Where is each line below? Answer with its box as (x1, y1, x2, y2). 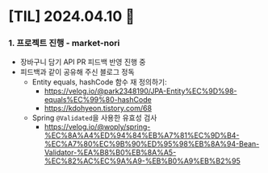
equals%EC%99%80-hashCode (44, 95, 152, 105)
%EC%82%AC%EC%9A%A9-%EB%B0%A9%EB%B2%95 (44, 156, 241, 166)
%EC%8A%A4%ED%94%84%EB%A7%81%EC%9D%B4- (44, 130, 240, 140)
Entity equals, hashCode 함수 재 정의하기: (31, 77, 167, 87)
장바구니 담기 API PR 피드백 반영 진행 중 (19, 57, 146, 67)
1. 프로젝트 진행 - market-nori (8, 38, 120, 49)
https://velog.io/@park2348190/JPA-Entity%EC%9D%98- (44, 86, 237, 96)
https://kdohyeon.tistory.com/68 (44, 104, 152, 113)
